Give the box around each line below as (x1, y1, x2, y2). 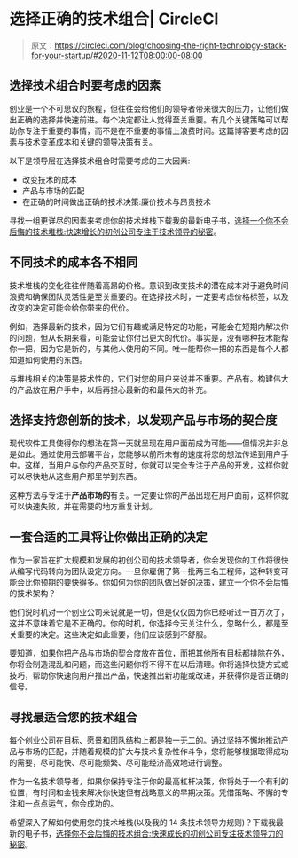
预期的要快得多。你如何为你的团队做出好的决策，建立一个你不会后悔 (39, 577, 289, 587)
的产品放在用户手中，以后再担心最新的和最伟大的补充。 (9, 384, 211, 395)
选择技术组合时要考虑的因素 (9, 78, 161, 93)
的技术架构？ (9, 588, 56, 599)
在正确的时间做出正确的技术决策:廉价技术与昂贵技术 (21, 196, 211, 207)
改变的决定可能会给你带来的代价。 (9, 302, 134, 312)
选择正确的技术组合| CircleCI (9, 9, 219, 29)
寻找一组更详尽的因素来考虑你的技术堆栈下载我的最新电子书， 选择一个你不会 (9, 215, 289, 225)
